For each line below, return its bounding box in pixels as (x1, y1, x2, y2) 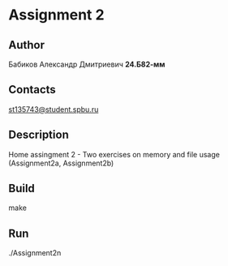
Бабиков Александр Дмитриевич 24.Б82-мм (8, 59, 166, 69)
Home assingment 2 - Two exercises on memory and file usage (8, 149, 221, 159)
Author (8, 38, 45, 52)
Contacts (8, 83, 57, 97)
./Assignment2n (8, 248, 62, 258)
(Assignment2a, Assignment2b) (8, 158, 114, 168)
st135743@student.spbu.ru (8, 104, 99, 114)
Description (8, 128, 69, 142)
